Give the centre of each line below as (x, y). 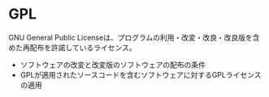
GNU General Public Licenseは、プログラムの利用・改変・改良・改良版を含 (134, 37)
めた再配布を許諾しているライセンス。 (72, 47)
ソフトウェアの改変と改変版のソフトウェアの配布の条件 (113, 65)
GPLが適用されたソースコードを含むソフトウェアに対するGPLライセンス (141, 74)
